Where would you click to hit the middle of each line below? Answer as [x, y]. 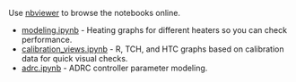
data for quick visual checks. [74, 58]
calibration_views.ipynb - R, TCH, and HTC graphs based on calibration [152, 49]
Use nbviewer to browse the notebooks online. [95, 13]
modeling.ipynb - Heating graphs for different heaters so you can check [154, 30]
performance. [47, 40]
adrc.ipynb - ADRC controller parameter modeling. [114, 68]
